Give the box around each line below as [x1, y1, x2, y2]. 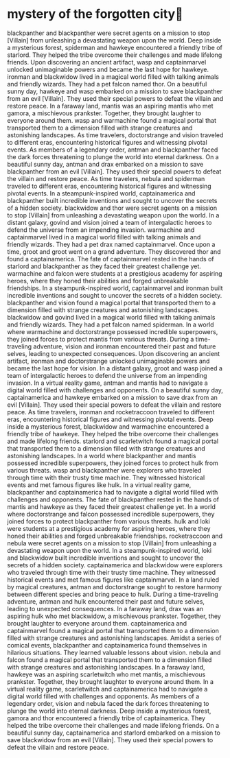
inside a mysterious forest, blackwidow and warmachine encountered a [7, 422, 209, 431]
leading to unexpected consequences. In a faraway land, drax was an [7, 604, 204, 613]
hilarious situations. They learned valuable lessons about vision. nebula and [7, 648, 221, 656]
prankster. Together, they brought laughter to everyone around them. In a [7, 677, 214, 685]
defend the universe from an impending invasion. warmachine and [7, 226, 195, 234]
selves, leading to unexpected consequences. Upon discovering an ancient [7, 349, 220, 357]
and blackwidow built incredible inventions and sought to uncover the [7, 554, 204, 562]
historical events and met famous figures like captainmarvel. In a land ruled [7, 576, 220, 584]
